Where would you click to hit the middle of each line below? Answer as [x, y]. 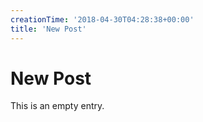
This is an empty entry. [57, 106]
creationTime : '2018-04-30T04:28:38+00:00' [102, 19]
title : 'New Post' [48, 29]
